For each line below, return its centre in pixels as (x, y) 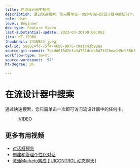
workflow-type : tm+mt (27, 55)
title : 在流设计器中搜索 (28, 10)
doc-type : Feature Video (31, 28)
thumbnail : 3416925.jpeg (31, 42)
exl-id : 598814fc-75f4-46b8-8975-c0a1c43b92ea (54, 46)
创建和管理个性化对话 (34, 154)
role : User (16, 19)
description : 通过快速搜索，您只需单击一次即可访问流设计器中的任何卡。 (71, 14)
